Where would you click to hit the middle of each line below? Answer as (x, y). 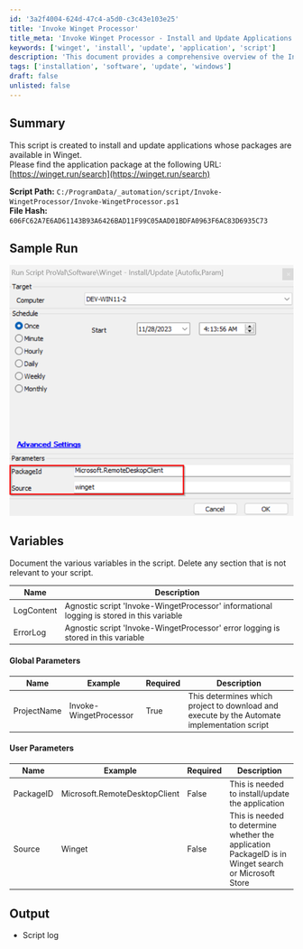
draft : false (34, 77)
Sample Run (44, 248)
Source (27, 849)
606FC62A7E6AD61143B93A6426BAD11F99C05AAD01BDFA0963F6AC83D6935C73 (139, 221)
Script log (41, 935)
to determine (253, 825)
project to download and (233, 706)
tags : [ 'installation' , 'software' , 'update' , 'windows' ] (120, 67)
